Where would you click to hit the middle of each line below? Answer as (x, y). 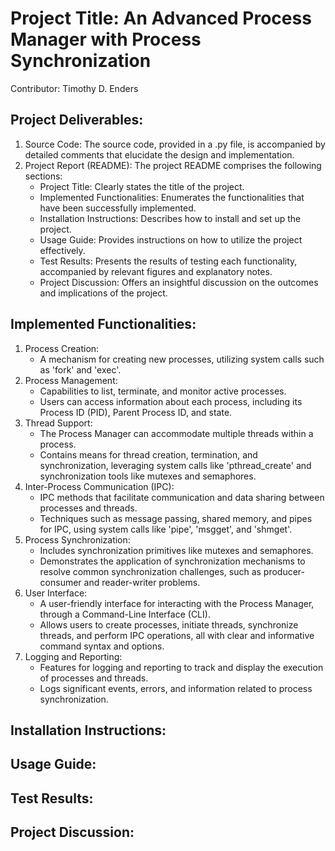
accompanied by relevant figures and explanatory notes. (156, 271)
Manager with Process (106, 39)
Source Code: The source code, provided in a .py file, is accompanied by (175, 144)
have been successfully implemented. (118, 208)
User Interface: (56, 593)
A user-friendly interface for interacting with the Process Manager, (177, 603)
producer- (284, 571)
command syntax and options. (102, 646)
